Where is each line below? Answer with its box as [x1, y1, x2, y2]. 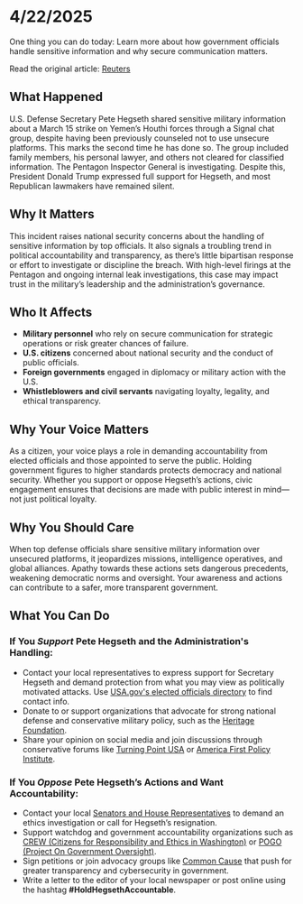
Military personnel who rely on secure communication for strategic [22, 328, 273, 339]
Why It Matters [9, 207, 95, 222]
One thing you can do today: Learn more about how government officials [9, 36, 280, 47]
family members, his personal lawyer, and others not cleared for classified [9, 152, 285, 162]
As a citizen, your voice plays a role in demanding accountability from [9, 446, 268, 457]
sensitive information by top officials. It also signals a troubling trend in [9, 240, 272, 251]
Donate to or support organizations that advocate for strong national [22, 706, 277, 716]
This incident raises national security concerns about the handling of [9, 230, 264, 241]
